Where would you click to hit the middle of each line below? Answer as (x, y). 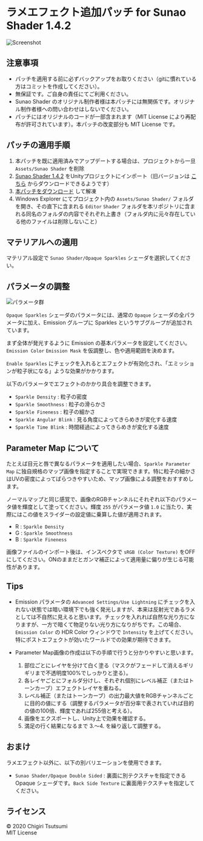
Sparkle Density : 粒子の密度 (51, 397)
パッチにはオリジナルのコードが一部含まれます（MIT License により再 (103, 116)
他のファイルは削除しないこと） (60, 221)
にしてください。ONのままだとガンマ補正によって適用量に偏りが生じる (95, 559)
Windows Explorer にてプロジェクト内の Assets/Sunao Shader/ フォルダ (104, 199)
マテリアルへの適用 (42, 242)
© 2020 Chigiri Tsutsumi (37, 826)
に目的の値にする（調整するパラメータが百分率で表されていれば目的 (109, 703)
